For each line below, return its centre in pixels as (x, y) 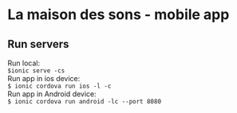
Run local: (24, 63)
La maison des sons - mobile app (118, 15)
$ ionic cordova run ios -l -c (59, 86)
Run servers (38, 44)
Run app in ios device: (44, 78)
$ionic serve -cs (36, 71)
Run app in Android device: (52, 94)
